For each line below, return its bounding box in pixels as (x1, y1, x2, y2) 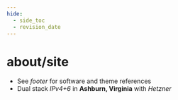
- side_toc (13, 17, 45, 24)
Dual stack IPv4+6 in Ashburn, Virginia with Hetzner (16, 85, 172, 93)
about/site (6, 54, 69, 70)
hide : (6, 10, 23, 18)
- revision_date (13, 23, 61, 30)
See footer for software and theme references (16, 77, 152, 85)
